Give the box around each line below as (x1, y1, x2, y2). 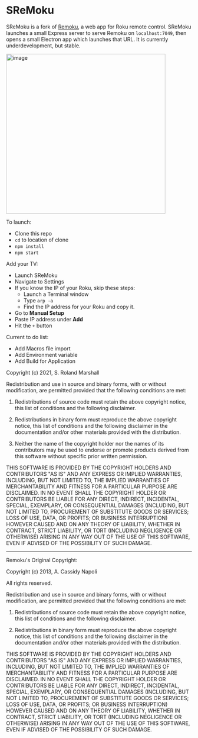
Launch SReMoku (14, 272, 58, 279)
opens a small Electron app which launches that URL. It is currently (6, 36, 169, 43)
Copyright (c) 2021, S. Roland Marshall (6, 369, 100, 376)
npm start (14, 250, 39, 256)
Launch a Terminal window (23, 291, 89, 298)
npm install (14, 243, 44, 249)
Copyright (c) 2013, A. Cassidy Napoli (6, 568, 97, 575)
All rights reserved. (6, 579, 52, 586)
